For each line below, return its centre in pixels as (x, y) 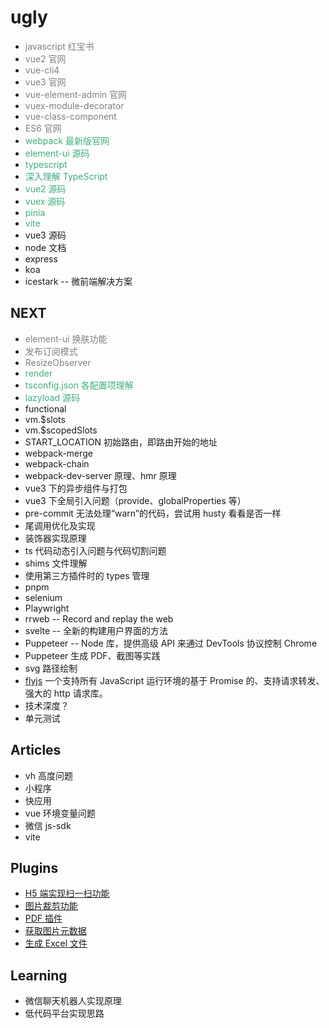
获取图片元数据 (55, 931)
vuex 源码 (45, 201)
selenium (43, 597)
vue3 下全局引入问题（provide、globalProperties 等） (135, 500)
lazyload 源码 (52, 397)
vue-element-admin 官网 (75, 94)
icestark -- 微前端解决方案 (78, 281)
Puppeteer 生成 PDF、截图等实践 (92, 655)
